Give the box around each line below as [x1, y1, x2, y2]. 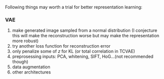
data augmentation [12, 64, 50, 70]
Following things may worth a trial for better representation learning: [5, 4, 143, 10]
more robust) [12, 38, 39, 44]
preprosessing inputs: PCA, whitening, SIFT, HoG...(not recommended [12, 53, 154, 59]
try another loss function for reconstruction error [12, 43, 111, 49]
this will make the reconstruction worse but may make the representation [12, 33, 160, 39]
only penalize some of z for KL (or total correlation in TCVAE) [12, 49, 136, 54]
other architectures [12, 69, 51, 75]
